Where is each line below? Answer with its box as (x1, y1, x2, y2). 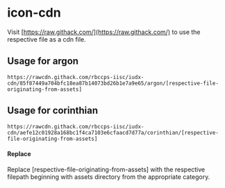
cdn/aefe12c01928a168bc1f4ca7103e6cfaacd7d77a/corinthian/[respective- (7, 129, 219, 136)
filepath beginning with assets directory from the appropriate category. (7, 172, 210, 181)
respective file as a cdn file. (7, 35, 86, 43)
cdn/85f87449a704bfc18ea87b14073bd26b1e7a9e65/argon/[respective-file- (7, 80, 219, 87)
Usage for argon (7, 55, 78, 67)
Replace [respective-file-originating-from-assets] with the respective (7, 165, 206, 173)
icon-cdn (7, 5, 61, 21)
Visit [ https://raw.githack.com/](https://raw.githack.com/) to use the (7, 28, 201, 36)
